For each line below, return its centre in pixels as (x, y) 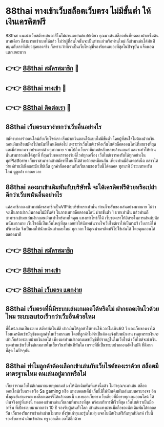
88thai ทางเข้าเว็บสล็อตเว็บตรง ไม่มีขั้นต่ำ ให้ (78, 11)
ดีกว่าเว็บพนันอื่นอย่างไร (34, 195)
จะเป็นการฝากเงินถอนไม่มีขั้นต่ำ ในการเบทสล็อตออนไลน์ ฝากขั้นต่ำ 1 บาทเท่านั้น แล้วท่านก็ (77, 212)
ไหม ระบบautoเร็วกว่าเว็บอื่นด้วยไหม (50, 317)
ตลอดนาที (13, 234)
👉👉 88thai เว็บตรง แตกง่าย (44, 290)
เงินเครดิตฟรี (26, 22)
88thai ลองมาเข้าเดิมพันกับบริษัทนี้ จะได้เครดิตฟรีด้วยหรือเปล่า (81, 187)
